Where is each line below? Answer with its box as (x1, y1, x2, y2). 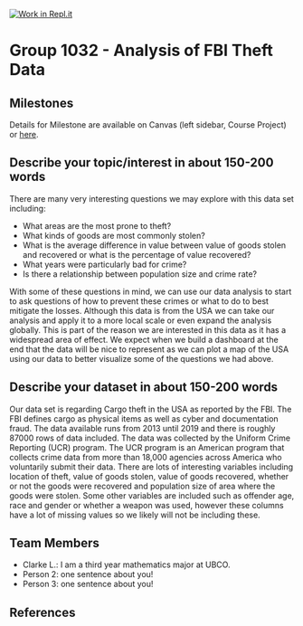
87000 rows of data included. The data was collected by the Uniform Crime (9, 432, 291, 443)
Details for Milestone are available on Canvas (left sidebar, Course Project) (9, 119, 287, 130)
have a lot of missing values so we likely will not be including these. (9, 509, 260, 520)
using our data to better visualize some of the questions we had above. (9, 353, 274, 364)
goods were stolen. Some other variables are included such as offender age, (9, 489, 295, 501)
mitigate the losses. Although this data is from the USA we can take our (9, 305, 275, 316)
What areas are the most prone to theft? (22, 220, 172, 231)
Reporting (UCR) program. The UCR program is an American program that (9, 441, 285, 452)
